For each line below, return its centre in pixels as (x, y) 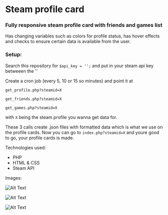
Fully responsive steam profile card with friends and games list (84, 25)
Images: (14, 178)
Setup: (14, 55)
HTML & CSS (26, 162)
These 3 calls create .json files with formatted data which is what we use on (84, 127)
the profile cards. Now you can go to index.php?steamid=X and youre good (82, 132)
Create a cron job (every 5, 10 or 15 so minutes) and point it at (69, 81)
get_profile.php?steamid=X (34, 90)
